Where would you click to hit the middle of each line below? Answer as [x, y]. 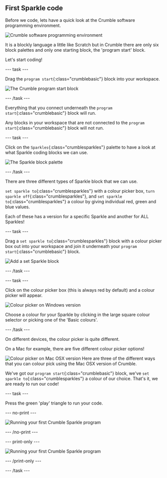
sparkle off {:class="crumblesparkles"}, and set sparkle [64, 196]
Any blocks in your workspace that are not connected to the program [75, 122]
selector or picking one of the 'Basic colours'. [51, 319]
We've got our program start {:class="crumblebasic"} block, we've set [77, 373]
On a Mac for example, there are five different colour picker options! [75, 349]
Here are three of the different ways [119, 358]
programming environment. [33, 25]
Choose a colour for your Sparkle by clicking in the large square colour [78, 315]
